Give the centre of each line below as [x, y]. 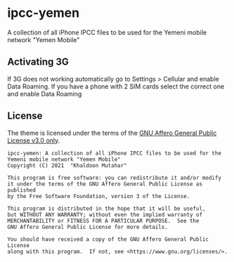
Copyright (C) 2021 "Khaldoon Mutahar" [67, 165]
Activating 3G [38, 62]
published [22, 190]
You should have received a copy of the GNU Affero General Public [108, 239]
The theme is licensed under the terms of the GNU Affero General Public [112, 133]
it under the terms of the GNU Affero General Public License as [105, 184]
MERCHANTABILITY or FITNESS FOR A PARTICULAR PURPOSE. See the [103, 221]
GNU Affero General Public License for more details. [88, 227]
